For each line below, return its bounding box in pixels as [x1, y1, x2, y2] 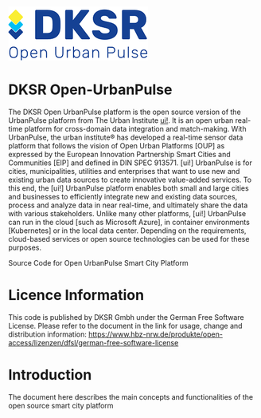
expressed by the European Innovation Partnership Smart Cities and [8, 149, 231, 159]
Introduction [8, 366, 92, 384]
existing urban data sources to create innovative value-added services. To [8, 175, 252, 184]
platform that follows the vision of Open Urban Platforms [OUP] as [8, 140, 225, 150]
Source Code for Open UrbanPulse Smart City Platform [8, 258, 189, 267]
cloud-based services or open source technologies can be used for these [8, 234, 250, 243]
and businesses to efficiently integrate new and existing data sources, [8, 191, 238, 201]
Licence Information [8, 286, 145, 305]
